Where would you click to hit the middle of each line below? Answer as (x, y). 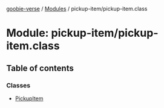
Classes (18, 85)
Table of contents (40, 68)
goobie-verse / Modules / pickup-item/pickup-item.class (77, 9)
